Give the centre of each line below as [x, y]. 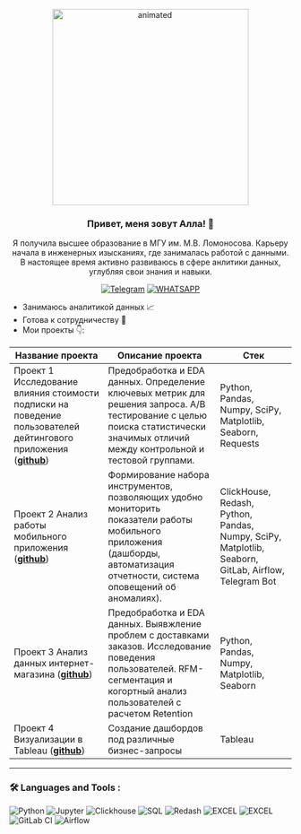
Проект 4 [34, 728]
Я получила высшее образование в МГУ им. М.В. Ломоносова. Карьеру [150, 243]
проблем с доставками [159, 635]
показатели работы [150, 520]
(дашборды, [134, 553]
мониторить [134, 508]
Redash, [237, 503]
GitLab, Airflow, [252, 570]
